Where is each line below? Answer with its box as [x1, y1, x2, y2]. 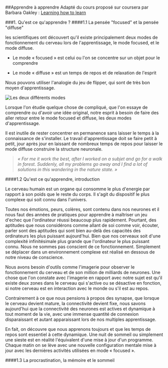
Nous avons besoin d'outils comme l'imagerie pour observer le [5, 264, 135, 270]
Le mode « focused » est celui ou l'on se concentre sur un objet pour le [12, 55, 160, 61]
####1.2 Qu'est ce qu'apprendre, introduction [5, 176, 100, 182]
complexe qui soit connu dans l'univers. [5, 197, 87, 202]
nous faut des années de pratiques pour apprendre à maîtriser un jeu [5, 212, 148, 217]
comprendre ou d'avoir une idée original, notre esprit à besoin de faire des [5, 110, 159, 115]
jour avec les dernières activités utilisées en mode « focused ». [5, 347, 135, 353]
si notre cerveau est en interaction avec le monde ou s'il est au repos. [5, 286, 149, 291]
